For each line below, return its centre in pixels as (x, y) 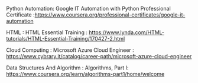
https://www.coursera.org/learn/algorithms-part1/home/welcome (85, 74)
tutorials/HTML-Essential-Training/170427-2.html (66, 39)
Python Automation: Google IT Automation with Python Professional (89, 9)
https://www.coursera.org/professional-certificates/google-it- (110, 15)
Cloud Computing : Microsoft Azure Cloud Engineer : (70, 50)
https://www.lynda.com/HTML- (126, 32)
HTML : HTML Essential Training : (47, 32)
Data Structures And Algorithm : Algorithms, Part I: (67, 68)
